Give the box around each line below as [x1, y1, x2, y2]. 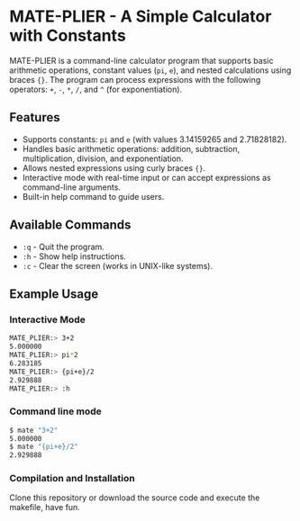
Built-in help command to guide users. [22, 191, 165, 202]
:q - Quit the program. [22, 241, 105, 252]
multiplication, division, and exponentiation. [22, 153, 184, 164]
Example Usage [9, 286, 99, 301]
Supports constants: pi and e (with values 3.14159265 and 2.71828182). [22, 133, 287, 145]
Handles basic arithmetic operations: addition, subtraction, [22, 143, 241, 154]
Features [9, 110, 60, 125]
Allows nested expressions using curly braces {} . [22, 162, 205, 173]
